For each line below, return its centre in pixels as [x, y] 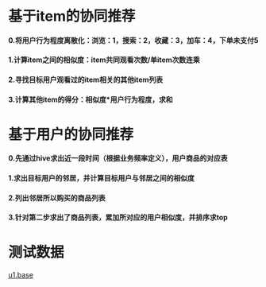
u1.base [21, 275]
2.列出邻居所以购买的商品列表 [57, 198]
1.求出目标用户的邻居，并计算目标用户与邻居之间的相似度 [101, 178]
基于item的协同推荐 [72, 16]
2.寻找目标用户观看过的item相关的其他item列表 [86, 80]
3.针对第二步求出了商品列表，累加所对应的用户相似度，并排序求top [118, 217]
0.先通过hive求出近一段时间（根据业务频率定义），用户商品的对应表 [118, 158]
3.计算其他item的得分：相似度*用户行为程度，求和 [91, 99]
